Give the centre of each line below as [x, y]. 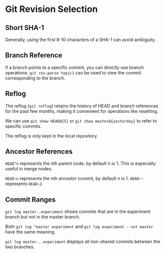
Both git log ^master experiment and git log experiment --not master [79, 226]
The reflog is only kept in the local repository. [52, 135]
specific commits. [23, 126]
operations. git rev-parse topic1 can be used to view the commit [73, 72]
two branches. [20, 247]
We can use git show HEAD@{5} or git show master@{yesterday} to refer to [81, 120]
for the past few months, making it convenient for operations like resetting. [82, 111]
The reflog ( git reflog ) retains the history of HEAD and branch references [82, 105]
